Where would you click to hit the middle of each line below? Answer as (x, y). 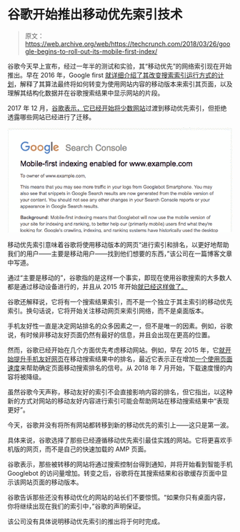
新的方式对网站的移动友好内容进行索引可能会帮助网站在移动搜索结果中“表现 (119, 401)
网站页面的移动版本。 (51, 482)
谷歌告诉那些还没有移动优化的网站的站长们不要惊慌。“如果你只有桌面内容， (119, 498)
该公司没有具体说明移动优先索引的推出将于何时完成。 (86, 521)
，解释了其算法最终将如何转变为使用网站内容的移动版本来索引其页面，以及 (123, 84)
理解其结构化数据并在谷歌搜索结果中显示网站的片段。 (86, 93)
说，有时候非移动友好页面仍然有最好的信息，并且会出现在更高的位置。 (111, 335)
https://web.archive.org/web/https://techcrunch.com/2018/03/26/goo (127, 44)
